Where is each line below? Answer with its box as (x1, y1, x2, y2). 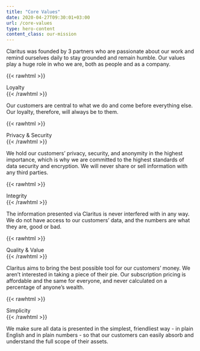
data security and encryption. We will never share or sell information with (6, 163, 188, 170)
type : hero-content (6, 25, 55, 32)
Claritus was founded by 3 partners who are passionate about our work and (6, 48, 195, 55)
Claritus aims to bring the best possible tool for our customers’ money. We (6, 264, 191, 272)
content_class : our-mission (6, 31, 77, 37)
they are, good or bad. (6, 223, 62, 231)
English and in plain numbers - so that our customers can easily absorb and (6, 332, 194, 339)
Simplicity (6, 307, 31, 314)
